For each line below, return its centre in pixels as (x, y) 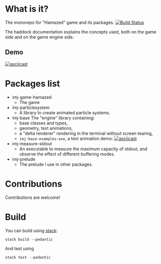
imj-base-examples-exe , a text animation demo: (66, 138)
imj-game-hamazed (32, 97)
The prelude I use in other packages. (56, 164)
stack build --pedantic (29, 239)
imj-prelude (24, 159)
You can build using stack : (31, 230)
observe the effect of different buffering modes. (67, 154)
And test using (19, 248)
